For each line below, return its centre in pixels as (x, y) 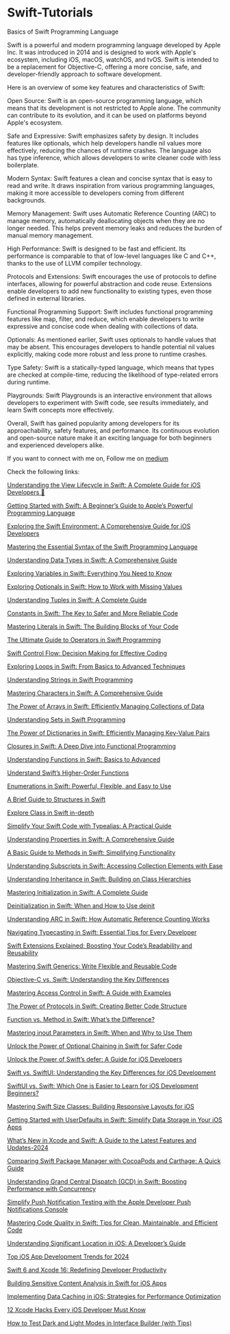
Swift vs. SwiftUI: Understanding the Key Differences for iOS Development (112, 1073)
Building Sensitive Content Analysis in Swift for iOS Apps (87, 1283)
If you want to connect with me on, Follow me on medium (88, 458)
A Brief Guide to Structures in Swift (56, 799)
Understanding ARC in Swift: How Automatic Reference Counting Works (108, 919)
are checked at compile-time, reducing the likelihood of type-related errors (113, 375)
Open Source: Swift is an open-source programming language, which (105, 100)
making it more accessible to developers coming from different (96, 193)
